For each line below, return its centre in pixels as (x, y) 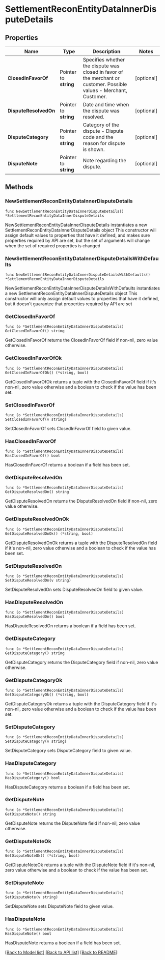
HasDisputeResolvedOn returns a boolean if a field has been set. (70, 626)
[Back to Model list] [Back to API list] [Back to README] (61, 952)
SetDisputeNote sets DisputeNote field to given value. (59, 906)
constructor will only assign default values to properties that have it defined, (82, 298)
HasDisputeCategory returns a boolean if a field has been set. (68, 787)
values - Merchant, (105, 90)
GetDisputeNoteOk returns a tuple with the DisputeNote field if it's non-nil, (80, 865)
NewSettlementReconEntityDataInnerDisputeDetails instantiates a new (76, 225)
